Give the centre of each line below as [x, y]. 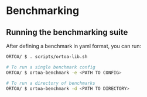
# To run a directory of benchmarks [51, 83]
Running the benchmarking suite [67, 32]
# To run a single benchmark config [51, 67]
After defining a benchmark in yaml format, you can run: [74, 46]
